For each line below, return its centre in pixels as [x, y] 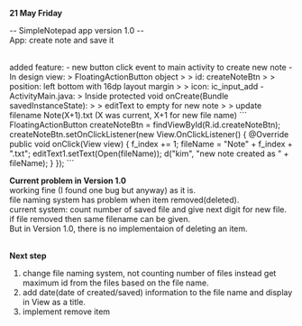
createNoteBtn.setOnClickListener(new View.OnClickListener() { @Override [149, 134]
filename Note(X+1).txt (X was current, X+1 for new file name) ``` [128, 115]
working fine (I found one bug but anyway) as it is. [103, 190]
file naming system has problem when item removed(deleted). [124, 200]
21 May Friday [36, 13]
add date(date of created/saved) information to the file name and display [157, 292]
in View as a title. [54, 302]
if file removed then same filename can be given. [100, 219]
